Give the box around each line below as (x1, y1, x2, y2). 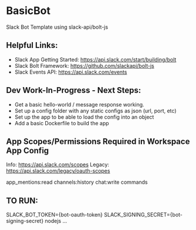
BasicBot (6, 4, 51, 18)
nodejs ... (45, 218, 67, 225)
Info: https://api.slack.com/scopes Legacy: (6, 161, 110, 168)
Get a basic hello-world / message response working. (14, 101, 145, 108)
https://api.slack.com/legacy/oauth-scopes (6, 167, 110, 174)
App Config (6, 145, 49, 156)
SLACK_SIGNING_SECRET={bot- (104, 211, 183, 218)
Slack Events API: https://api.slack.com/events (14, 68, 127, 75)
